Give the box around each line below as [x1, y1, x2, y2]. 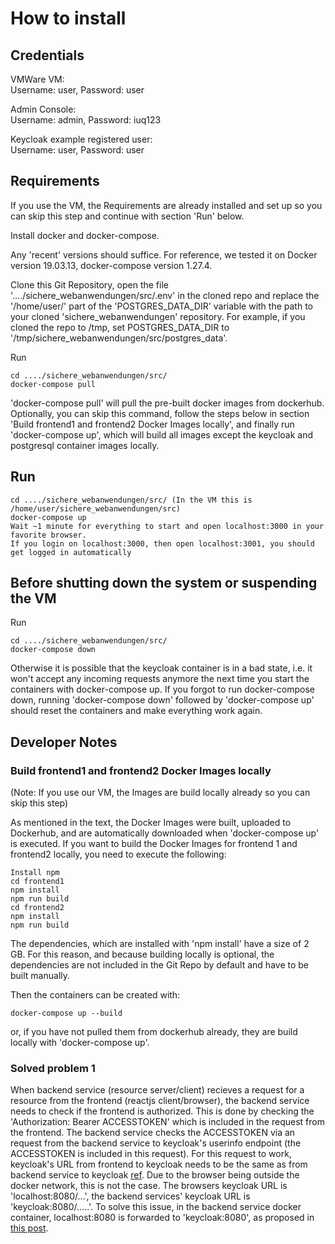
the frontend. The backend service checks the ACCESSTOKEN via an [10, 1127, 296, 1139]
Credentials [10, 47, 85, 64]
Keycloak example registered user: [10, 133, 153, 145]
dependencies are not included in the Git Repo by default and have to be [10, 959, 309, 971]
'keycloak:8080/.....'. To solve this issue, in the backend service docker [10, 1201, 302, 1213]
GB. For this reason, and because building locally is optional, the [10, 948, 275, 961]
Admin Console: [10, 103, 77, 115]
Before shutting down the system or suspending [10, 575, 318, 592]
